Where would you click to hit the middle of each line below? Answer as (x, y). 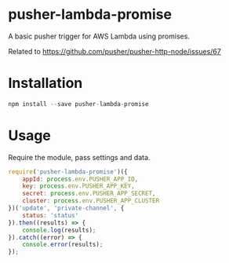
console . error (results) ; (63, 245)
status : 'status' (51, 215)
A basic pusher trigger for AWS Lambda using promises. (99, 36)
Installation (45, 83)
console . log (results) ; (59, 230)
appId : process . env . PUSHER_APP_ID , (80, 179)
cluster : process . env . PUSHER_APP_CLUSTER (91, 201)
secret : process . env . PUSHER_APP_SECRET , (89, 194)
